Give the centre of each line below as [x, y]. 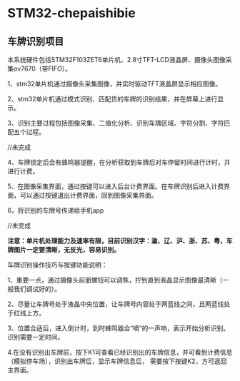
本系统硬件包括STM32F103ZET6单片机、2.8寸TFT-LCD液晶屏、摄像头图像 [117, 60]
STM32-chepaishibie [71, 13]
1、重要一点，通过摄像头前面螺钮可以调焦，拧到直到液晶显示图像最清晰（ [115, 280]
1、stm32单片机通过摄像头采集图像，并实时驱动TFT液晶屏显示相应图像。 [115, 84]
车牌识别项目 [36, 41]
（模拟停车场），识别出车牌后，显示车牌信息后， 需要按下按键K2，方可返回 [117, 361]
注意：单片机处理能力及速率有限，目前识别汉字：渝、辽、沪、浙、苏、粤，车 [120, 241]
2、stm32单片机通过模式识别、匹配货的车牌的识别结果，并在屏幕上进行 [112, 99]
